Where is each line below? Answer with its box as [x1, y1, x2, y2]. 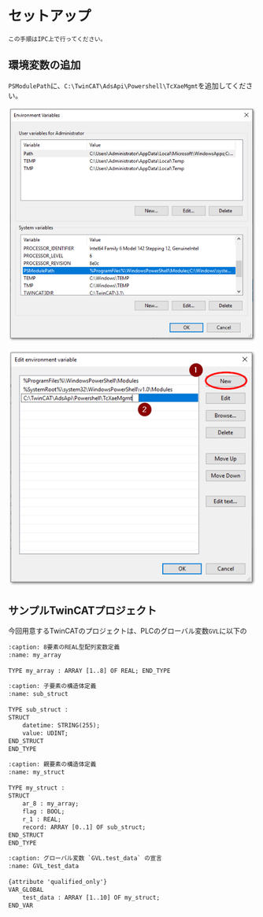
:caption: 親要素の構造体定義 [8, 760, 97, 768]
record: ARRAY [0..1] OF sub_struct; [22, 823, 146, 831]
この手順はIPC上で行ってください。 [8, 35, 106, 43]
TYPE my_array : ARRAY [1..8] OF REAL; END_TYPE [8, 667, 171, 675]
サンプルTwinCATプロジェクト [8, 604, 157, 617]
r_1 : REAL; [22, 815, 61, 823]
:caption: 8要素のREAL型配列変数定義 [8, 643, 120, 651]
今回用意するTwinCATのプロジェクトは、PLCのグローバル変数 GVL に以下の [8, 627, 247, 635]
